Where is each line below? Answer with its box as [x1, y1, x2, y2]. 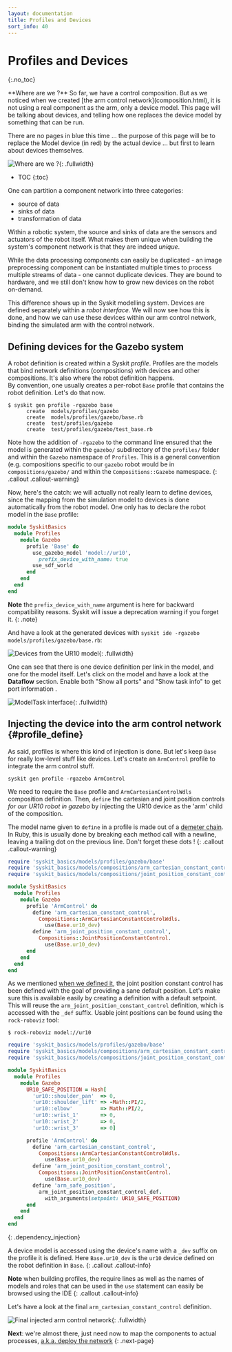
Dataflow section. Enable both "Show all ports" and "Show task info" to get [8, 677, 222, 685]
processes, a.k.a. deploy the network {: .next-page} [8, 1337, 154, 1345]
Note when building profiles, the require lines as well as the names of [8, 1275, 204, 1283]
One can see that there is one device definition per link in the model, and [8, 663, 214, 671]
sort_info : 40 [8, 23, 49, 30]
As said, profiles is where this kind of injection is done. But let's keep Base [8, 747, 217, 755]
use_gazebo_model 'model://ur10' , [32, 549, 131, 556]
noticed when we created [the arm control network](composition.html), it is [8, 96, 221, 104]
